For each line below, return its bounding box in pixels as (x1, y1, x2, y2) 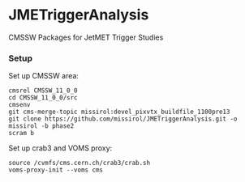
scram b (8, 129, 35, 138)
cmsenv (8, 101, 31, 109)
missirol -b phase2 (8, 122, 75, 130)
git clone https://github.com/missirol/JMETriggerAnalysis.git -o (8, 115, 238, 123)
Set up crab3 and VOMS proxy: (8, 143, 113, 153)
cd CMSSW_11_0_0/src (8, 94, 79, 102)
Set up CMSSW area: (8, 71, 80, 81)
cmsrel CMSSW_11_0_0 (8, 87, 79, 95)
